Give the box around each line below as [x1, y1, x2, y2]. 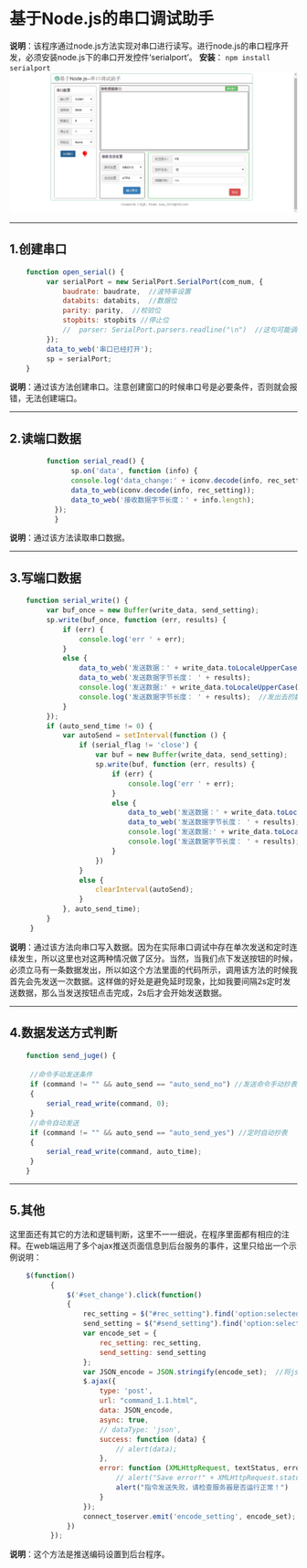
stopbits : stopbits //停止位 [62, 316, 170, 325]
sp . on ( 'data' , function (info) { [70, 467, 198, 476]
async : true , [99, 1415, 149, 1425]
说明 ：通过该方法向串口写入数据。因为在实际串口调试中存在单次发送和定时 [9, 941, 290, 952]
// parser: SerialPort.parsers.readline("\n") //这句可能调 [62, 325, 298, 334]
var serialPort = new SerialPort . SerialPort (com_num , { [46, 277, 263, 286]
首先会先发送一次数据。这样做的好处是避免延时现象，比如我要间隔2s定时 [9, 975, 283, 987]
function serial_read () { [46, 457, 145, 466]
